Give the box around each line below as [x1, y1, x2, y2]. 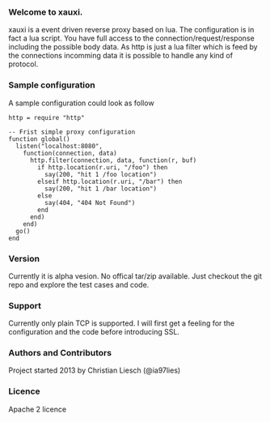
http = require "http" [8, 113, 85, 121]
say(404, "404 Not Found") [44, 198, 136, 207]
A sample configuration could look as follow [8, 98, 155, 108]
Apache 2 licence [8, 404, 67, 414]
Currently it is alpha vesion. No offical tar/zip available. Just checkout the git [8, 271, 263, 281]
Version [8, 253, 40, 264]
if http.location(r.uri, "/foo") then [37, 163, 168, 172]
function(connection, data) [23, 149, 117, 157]
